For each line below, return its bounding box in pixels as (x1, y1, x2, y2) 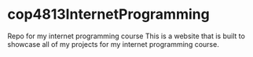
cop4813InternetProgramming (7, 5, 210, 23)
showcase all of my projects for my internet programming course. (7, 39, 219, 48)
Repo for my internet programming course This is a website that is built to (7, 31, 245, 41)
